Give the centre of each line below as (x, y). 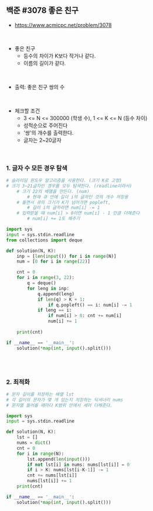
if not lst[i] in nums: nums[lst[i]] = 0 (79, 465)
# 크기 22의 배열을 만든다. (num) (53, 191)
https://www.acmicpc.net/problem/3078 (63, 25)
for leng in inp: (48, 288)
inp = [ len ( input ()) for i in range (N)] (67, 256)
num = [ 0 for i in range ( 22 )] (54, 262)
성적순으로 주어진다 (45, 125)
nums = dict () (34, 443)
